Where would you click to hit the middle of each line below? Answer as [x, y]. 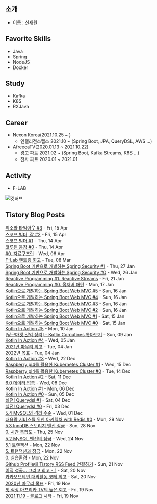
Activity [18, 176]
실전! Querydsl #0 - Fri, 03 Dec [37, 406]
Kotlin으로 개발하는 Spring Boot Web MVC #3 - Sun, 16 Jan [66, 304]
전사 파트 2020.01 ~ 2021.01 [49, 159]
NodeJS [21, 62]
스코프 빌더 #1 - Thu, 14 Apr [34, 240]
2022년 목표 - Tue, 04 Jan [32, 353]
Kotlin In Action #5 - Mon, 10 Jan [40, 328]
